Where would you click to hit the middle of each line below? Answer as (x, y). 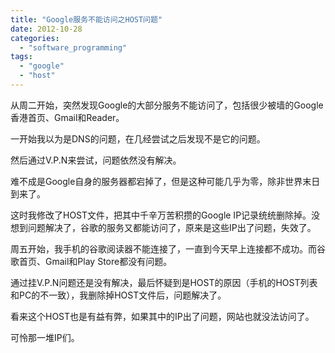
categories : (35, 38)
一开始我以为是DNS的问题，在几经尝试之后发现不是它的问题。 (138, 138)
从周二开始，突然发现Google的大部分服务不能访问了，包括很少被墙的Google (167, 105)
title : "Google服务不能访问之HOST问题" (86, 19)
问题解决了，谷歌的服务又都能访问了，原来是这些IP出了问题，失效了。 (172, 227)
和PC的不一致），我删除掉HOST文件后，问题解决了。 (118, 295)
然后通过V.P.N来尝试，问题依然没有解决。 (96, 160)
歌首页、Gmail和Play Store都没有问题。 (91, 261)
